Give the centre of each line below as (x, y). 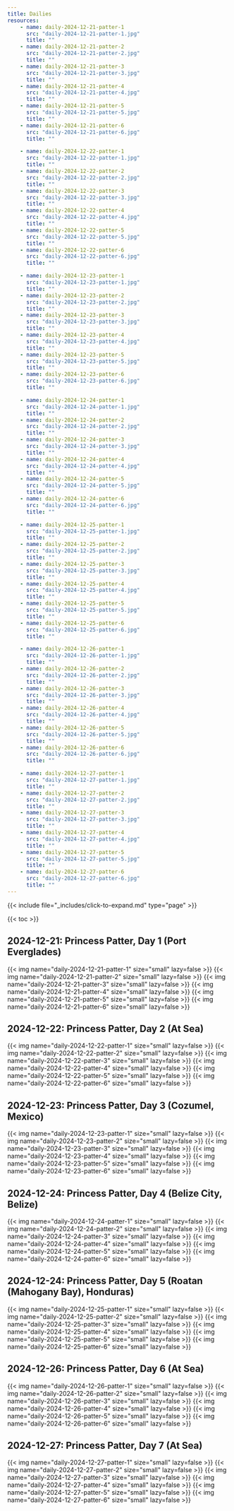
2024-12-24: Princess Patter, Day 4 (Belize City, (115, 1193)
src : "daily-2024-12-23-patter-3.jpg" (83, 322)
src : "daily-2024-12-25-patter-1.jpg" (83, 531)
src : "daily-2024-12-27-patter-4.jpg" (83, 839)
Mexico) (26, 1116)
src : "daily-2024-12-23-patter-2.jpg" (83, 302)
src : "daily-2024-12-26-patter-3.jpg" (83, 695)
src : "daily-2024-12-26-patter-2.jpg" (83, 675)
